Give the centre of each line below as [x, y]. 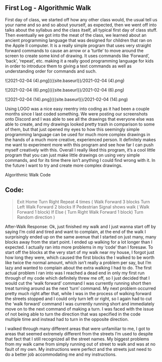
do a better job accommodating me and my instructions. [61, 354]
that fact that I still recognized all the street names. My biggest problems [77, 339]
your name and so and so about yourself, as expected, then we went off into [81, 25]
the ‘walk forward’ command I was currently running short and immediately [80, 304]
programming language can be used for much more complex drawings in [78, 134]
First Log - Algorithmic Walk [48, 8]
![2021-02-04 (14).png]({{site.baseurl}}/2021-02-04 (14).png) [66, 99]
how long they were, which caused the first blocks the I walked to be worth [80, 257]
